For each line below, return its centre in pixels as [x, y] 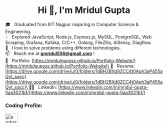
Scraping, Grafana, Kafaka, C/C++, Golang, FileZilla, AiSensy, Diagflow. [78, 42]
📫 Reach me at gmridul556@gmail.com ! [50, 53]
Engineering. [18, 31]
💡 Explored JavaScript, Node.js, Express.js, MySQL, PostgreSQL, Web [78, 36]
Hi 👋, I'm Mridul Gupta [84, 10]
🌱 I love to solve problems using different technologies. [63, 47]
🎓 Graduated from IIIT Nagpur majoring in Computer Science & [72, 24]
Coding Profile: [24, 105]
